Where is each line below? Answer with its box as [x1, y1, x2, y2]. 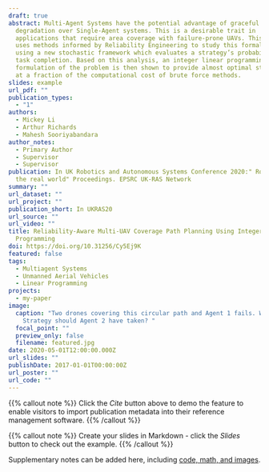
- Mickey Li [15, 116, 56, 124]
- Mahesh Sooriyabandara [15, 130, 98, 138]
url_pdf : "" [8, 86, 48, 94]
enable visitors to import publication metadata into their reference [8, 406, 225, 416]
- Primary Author [15, 146, 74, 154]
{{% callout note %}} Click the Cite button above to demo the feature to [8, 398, 244, 408]
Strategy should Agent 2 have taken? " [22, 317, 156, 325]
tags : [8, 257, 26, 265]
